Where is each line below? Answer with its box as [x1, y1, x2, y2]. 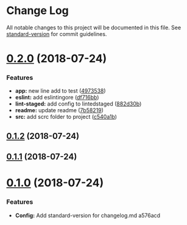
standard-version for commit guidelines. [6, 30, 107, 37]
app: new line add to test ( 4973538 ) [15, 87, 106, 95]
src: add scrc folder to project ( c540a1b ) [15, 113, 118, 121]
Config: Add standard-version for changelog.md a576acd [15, 212, 160, 219]
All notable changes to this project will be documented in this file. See [6, 24, 182, 31]
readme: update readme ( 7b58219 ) [15, 107, 104, 114]
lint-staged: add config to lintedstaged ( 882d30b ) [15, 100, 142, 107]
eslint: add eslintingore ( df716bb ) [15, 94, 99, 101]
